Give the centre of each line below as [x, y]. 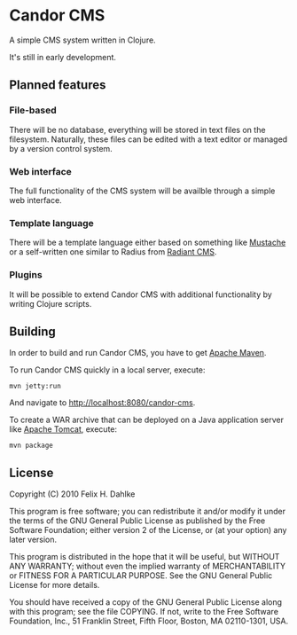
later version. [33, 540]
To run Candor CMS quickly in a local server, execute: [107, 370]
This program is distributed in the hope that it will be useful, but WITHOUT [145, 557]
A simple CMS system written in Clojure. [83, 40]
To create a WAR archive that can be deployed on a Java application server [146, 420]
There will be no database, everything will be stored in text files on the [137, 129]
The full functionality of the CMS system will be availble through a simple [142, 191]
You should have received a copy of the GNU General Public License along [145, 602]
